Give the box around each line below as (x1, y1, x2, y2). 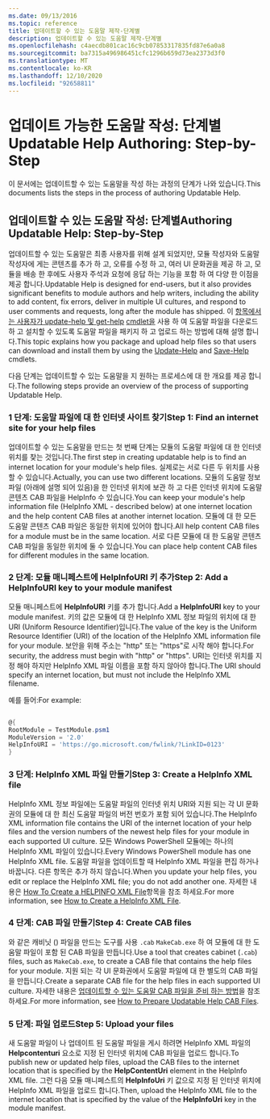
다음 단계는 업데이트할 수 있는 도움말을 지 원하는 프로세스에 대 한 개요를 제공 (8, 371, 247, 381)
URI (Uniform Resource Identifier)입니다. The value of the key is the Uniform (8, 622, 257, 632)
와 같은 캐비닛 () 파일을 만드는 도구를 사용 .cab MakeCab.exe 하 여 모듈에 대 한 (8, 937, 251, 946)
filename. (8, 678, 39, 688)
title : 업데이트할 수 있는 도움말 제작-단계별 (8, 27, 140, 35)
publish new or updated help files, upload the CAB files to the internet (8, 1058, 239, 1067)
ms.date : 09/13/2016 (8, 11, 78, 20)
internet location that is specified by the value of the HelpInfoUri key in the (8, 1095, 257, 1104)
